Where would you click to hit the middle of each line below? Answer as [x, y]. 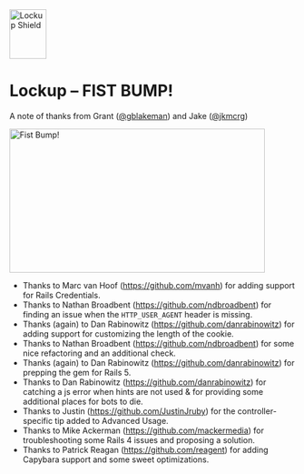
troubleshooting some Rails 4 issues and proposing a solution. [139, 439]
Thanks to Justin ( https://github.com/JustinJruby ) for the [129, 411]
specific [37, 420]
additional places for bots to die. [83, 401]
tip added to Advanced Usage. [112, 420]
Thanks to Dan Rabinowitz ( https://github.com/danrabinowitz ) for [144, 382]
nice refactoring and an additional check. [99, 353]
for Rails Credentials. [62, 295]
